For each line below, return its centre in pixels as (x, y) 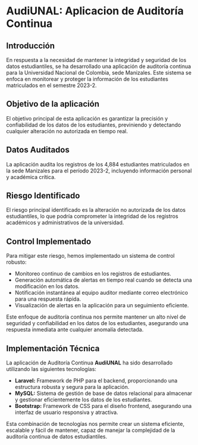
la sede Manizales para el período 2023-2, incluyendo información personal (99, 171)
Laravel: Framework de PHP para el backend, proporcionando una (96, 381)
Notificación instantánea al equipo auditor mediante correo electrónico (101, 293)
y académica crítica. (31, 177)
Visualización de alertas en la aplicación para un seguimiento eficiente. (102, 305)
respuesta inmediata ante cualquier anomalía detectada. (75, 330)
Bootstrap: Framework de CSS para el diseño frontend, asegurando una (103, 406)
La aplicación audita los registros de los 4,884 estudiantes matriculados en (98, 164)
